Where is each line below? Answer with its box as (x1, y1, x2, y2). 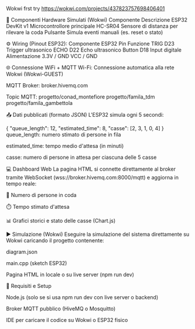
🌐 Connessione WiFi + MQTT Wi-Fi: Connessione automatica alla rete (6, 64, 175, 71)
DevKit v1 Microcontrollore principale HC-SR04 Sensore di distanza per (6, 23, 179, 29)
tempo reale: (6, 180, 37, 187)
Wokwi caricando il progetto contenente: (6, 237, 104, 244)
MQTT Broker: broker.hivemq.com (6, 82, 88, 89)
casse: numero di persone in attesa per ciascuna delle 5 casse (6, 154, 157, 161)
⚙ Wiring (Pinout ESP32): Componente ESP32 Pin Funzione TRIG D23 (6, 40, 175, 47)
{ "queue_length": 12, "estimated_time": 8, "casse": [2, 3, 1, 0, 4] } (6, 125, 164, 131)
